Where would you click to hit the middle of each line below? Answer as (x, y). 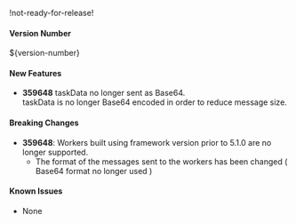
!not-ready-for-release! (52, 13)
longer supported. (55, 152)
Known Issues (36, 191)
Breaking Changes (44, 123)
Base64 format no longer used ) (94, 171)
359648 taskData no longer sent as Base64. (104, 93)
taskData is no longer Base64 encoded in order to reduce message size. (154, 102)
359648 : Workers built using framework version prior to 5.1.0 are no (147, 142)
